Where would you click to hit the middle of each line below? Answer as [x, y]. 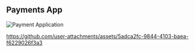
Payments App [34, 10]
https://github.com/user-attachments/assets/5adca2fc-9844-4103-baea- [97, 36]
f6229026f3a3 [25, 42]
